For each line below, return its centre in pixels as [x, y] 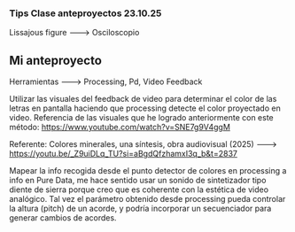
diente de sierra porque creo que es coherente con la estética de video [139, 189]
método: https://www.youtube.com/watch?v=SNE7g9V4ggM [120, 128]
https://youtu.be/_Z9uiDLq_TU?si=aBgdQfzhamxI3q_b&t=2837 [123, 154]
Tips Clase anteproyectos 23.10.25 [85, 13]
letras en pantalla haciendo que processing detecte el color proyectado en [145, 108]
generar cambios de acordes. [63, 218]
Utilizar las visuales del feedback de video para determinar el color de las [143, 99]
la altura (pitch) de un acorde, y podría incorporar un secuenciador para [140, 209]
